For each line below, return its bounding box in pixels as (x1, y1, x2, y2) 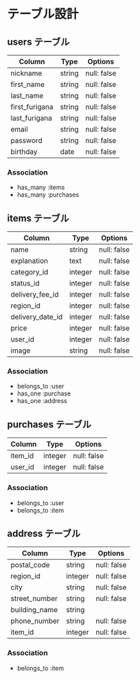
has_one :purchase (16, 389, 71, 397)
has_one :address (16, 397, 67, 405)
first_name (10, 80, 45, 89)
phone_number (10, 616, 60, 626)
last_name (10, 91, 44, 100)
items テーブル (7, 212, 70, 224)
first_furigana (10, 102, 54, 111)
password (10, 136, 43, 145)
